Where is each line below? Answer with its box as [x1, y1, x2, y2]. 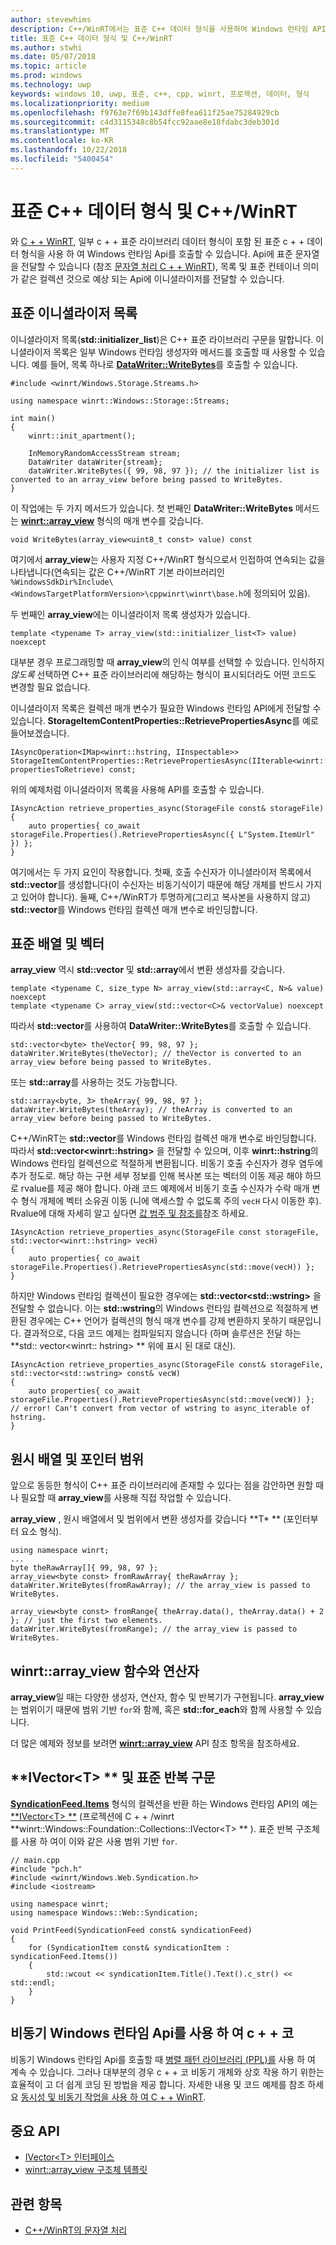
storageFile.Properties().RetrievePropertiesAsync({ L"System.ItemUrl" [10, 829, 315, 840]
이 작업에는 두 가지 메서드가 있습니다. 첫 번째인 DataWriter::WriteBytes [10, 502, 294, 514]
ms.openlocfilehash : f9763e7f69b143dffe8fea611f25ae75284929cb [10, 107, 280, 118]
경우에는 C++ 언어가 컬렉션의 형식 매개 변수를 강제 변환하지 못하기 [28, 1315, 287, 1327]
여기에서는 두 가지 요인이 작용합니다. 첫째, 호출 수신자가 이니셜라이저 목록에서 [10, 866, 312, 878]
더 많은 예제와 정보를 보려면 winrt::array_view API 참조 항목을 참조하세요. [10, 1737, 300, 1749]
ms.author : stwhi [10, 42, 83, 53]
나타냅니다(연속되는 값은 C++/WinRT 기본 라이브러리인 [10, 566, 225, 578]
